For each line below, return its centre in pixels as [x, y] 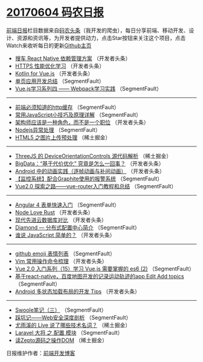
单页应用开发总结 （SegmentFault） [60, 81]
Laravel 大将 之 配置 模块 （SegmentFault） [69, 332]
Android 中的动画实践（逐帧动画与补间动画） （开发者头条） [90, 171]
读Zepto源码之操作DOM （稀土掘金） [61, 340]
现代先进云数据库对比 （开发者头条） [61, 220]
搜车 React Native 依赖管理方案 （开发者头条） [73, 58]
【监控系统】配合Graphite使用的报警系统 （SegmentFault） [89, 179]
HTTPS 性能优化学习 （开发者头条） [60, 66]
